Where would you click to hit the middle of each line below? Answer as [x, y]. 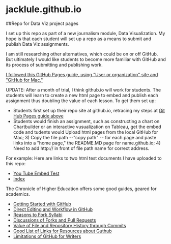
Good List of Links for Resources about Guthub [62, 231]
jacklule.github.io [44, 9]
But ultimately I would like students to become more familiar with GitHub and [86, 59]
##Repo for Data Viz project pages [42, 23]
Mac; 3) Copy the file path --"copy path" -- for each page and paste [85, 137]
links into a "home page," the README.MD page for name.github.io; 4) [87, 143]
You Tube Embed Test [36, 173]
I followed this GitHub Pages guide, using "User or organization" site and [82, 74]
